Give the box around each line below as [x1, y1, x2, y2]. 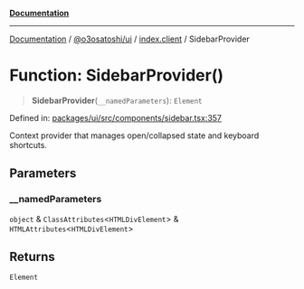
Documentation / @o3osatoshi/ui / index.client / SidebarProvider [9, 33, 251, 44]
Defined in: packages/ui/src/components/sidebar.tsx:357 [9, 112, 223, 123]
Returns [9, 249, 56, 265]
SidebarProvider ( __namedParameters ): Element [31, 95, 203, 106]
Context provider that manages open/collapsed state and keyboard [9, 130, 260, 141]
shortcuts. [9, 139, 48, 150]
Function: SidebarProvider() [9, 65, 224, 86]
